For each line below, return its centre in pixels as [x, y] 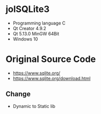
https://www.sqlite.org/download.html [52, 78]
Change [18, 94]
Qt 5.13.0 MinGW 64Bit [36, 33]
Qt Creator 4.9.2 [29, 28]
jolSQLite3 [28, 9]
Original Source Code [51, 59]
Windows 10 [25, 39]
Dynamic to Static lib [34, 106]
